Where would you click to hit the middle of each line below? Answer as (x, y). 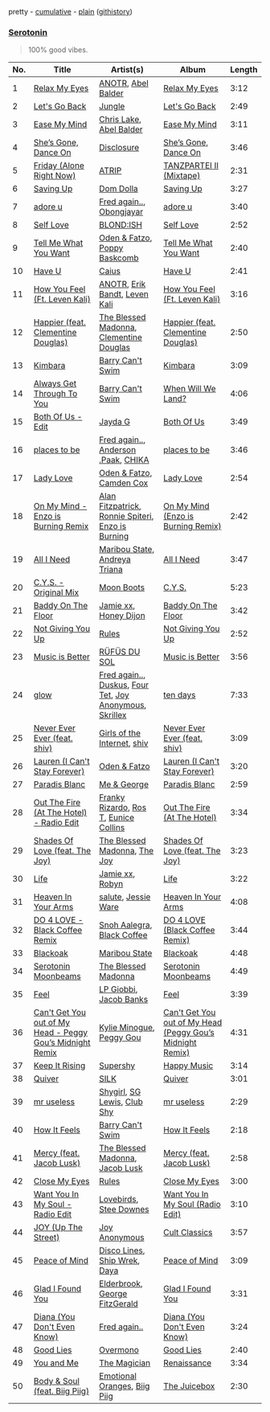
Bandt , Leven (124, 294)
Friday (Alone (59, 166)
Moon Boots (122, 587)
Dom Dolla (119, 189)
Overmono (119, 1350)
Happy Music (188, 1066)
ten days (180, 695)
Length (244, 70)
